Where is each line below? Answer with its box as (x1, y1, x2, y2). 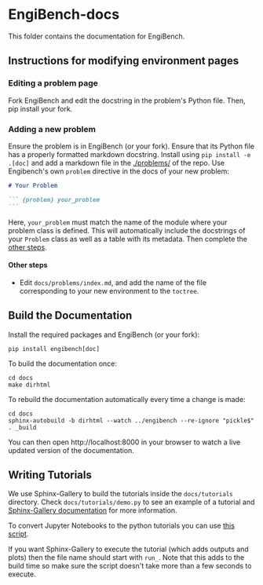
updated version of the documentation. (8, 445, 135, 455)
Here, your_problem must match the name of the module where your (8, 218, 228, 227)
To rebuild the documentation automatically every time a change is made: (8, 394, 246, 404)
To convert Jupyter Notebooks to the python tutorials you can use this (8, 521, 236, 531)
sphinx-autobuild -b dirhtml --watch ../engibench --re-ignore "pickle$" (8, 416, 255, 425)
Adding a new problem (8, 123, 97, 134)
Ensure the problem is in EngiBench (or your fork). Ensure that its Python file (8, 141, 255, 151)
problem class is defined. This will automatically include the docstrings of (8, 225, 246, 235)
